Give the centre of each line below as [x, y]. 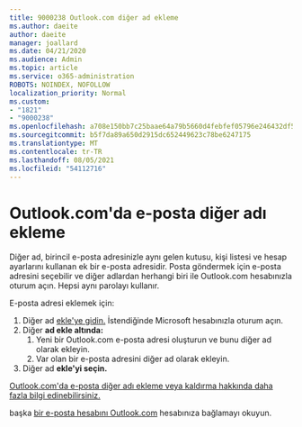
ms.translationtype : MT [54, 143]
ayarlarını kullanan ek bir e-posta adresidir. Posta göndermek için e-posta [145, 267]
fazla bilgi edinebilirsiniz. [55, 395]
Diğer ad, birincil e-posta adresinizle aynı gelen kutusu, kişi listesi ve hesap [148, 257]
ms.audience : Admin [46, 59]
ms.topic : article [44, 68]
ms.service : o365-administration [72, 77]
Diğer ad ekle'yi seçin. [65, 368]
